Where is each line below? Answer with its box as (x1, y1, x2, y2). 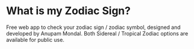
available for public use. (6, 36, 65, 43)
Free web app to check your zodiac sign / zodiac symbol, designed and (6, 24, 181, 31)
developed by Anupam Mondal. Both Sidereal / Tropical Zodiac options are (6, 30, 189, 37)
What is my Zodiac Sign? (6, 4, 131, 18)
